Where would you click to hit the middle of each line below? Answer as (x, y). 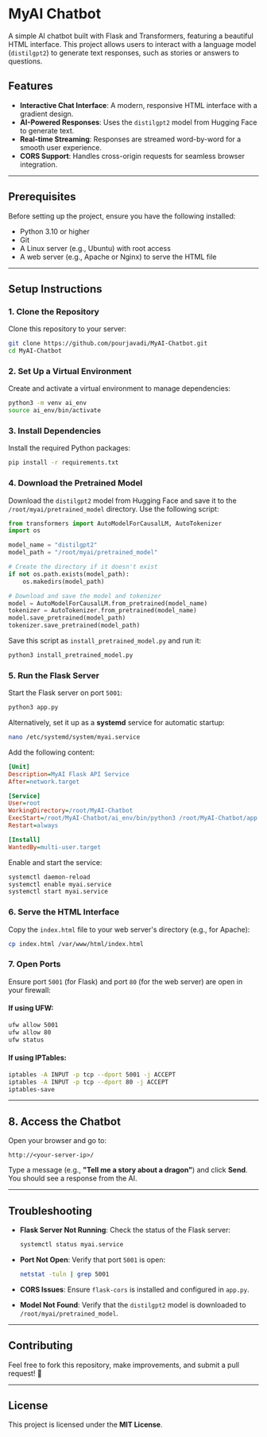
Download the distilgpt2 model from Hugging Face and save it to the (122, 500)
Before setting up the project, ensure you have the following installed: (122, 216)
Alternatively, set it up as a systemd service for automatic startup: (116, 723)
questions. (25, 61)
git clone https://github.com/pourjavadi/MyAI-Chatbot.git (108, 344)
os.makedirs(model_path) (64, 581)
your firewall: (30, 990)
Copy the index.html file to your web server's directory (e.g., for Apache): (129, 929)
